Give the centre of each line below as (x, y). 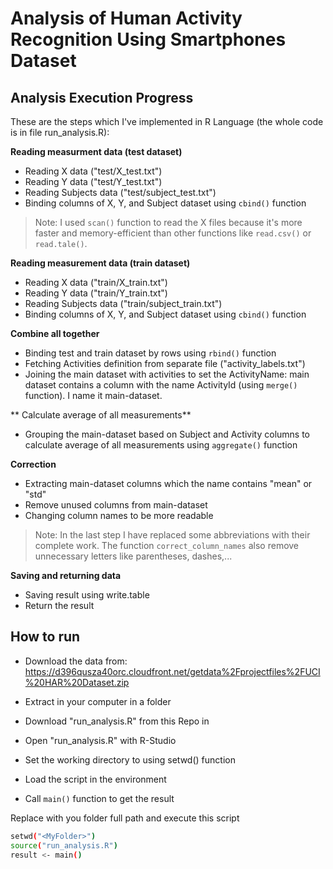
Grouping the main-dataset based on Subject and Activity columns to (167, 434)
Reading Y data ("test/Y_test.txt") (93, 181)
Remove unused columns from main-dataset (116, 505)
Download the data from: (76, 661)
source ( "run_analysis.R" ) (64, 845)
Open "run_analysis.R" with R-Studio (100, 740)
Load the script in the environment (95, 779)
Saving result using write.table (87, 595)
